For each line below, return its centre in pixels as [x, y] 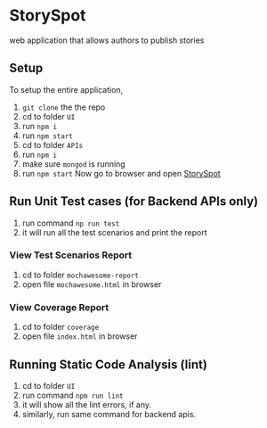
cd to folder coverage [61, 327]
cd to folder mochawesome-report [81, 275]
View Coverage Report [59, 307]
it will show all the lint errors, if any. [87, 404]
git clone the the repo [64, 107]
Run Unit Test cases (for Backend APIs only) [134, 202]
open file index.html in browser [80, 336]
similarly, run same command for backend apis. [109, 414]
